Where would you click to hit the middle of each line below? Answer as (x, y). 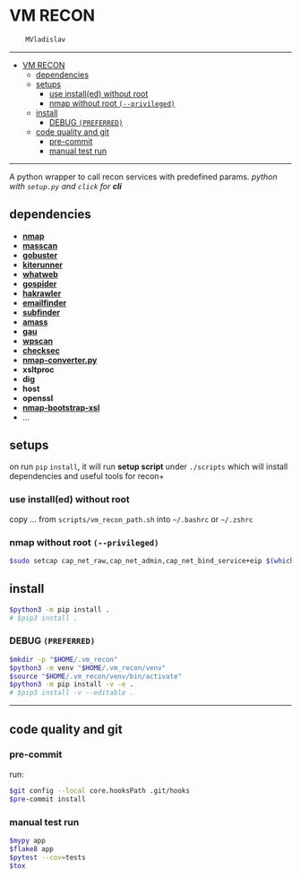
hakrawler (42, 293)
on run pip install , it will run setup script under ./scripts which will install (149, 466)
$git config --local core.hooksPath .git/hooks (100, 790)
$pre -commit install (48, 799)
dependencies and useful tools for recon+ (87, 476)
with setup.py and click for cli (66, 186)
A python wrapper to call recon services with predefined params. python (143, 177)
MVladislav (46, 39)
